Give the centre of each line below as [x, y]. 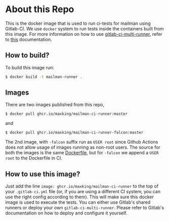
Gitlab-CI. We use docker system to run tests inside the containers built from [85, 28]
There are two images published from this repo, [55, 105]
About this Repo [40, 9]
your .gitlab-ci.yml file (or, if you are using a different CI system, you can [83, 192]
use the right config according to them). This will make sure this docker [80, 197]
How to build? [27, 55]
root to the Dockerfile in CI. [34, 158]
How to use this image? [43, 174]
